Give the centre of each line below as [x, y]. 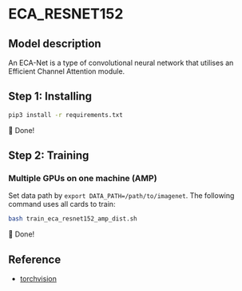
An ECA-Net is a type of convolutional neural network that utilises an [121, 63]
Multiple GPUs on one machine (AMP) [83, 178]
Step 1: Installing [50, 97]
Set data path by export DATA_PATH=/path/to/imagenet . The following [121, 196]
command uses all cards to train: [62, 204]
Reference [35, 259]
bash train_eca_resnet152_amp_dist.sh [73, 219]
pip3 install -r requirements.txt [66, 115]
